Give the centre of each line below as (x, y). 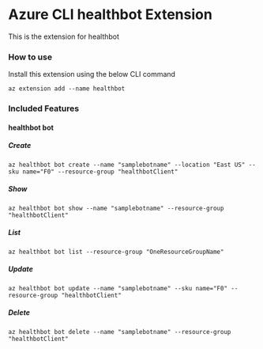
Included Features (44, 108)
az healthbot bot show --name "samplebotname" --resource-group (116, 208)
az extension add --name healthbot (67, 89)
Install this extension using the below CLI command (92, 74)
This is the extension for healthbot (64, 36)
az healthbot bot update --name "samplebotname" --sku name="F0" (118, 288)
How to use (30, 57)
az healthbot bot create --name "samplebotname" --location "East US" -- (132, 165)
